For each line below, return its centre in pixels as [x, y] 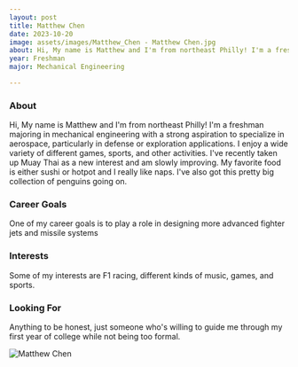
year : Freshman [37, 59]
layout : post [33, 17]
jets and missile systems [54, 233]
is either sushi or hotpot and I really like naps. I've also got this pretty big [142, 172]
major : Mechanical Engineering [67, 67]
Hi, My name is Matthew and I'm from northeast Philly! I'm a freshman [137, 125]
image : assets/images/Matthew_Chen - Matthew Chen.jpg [113, 42]
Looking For [35, 308]
